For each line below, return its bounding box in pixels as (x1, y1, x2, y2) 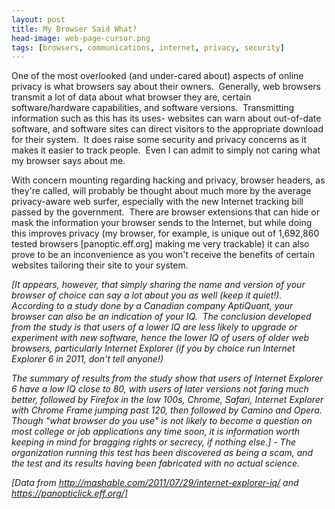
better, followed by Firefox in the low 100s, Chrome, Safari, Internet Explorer (11, 394, 324, 406)
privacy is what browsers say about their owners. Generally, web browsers (11, 81, 321, 93)
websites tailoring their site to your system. (11, 259, 189, 271)
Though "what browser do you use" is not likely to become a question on (11, 415, 313, 427)
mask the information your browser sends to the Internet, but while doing (11, 217, 313, 229)
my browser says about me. (11, 155, 126, 167)
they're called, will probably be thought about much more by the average (11, 185, 312, 197)
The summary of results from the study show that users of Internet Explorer (11, 372, 324, 385)
